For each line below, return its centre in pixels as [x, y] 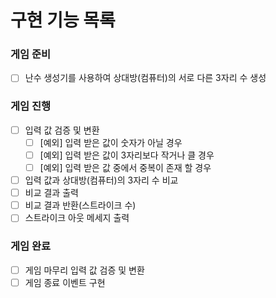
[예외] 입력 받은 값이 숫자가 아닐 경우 [111, 142]
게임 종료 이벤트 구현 [65, 282]
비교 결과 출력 [51, 193]
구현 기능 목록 [63, 20]
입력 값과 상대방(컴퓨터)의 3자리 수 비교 [101, 180]
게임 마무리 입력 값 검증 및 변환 [84, 270]
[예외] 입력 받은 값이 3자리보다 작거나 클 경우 [127, 155]
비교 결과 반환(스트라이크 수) [80, 205]
